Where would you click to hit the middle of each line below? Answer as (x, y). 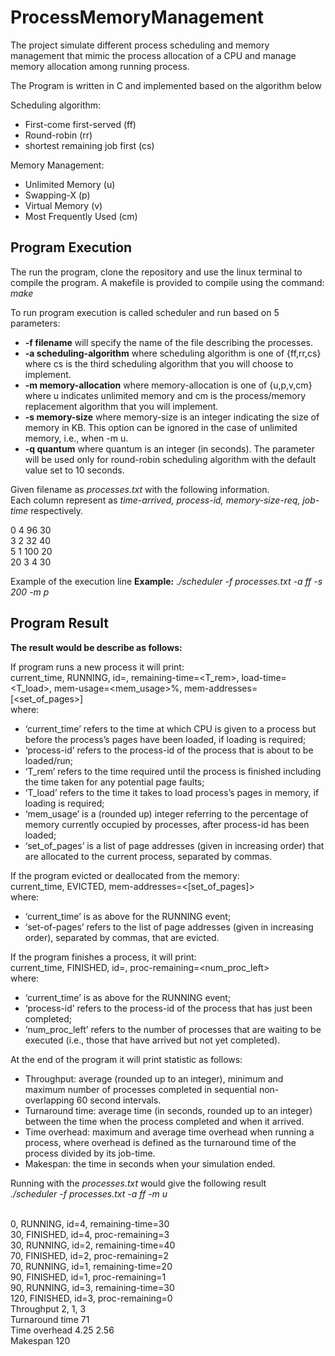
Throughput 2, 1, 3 (48, 1308)
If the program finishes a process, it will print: (103, 957)
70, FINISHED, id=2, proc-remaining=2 (89, 1255)
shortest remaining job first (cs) (89, 145)
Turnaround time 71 (50, 1319)
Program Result (59, 623)
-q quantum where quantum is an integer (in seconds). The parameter (169, 448)
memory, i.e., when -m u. (76, 438)
